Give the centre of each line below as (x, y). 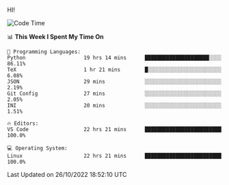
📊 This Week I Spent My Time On (55, 37)
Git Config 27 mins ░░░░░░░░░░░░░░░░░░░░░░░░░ (114, 94)
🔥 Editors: (23, 124)
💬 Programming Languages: (44, 52)
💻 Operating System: (38, 148)
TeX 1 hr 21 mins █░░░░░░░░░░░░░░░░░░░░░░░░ (114, 70)
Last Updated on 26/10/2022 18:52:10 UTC (67, 174)
